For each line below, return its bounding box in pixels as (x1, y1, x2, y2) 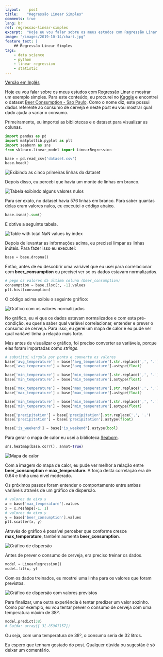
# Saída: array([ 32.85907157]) (5, 623, 70, 628)
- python (14, 57, 32, 62)
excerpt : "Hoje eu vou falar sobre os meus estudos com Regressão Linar (5, 30, 158, 35)
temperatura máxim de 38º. (5, 610, 60, 615)
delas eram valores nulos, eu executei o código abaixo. (5, 203, 115, 209)
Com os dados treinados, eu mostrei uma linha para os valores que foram (5, 575, 152, 581)
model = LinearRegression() (5, 562, 62, 567)
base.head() (5, 160, 29, 166)
